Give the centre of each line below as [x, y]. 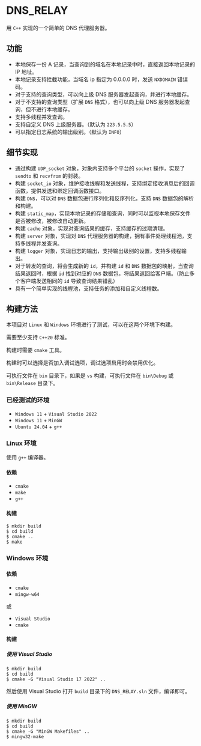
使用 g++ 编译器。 [28, 457]
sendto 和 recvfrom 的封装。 [49, 175]
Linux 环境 [22, 443]
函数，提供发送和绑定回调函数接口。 [60, 190]
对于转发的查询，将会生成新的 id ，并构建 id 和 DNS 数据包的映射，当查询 [104, 265]
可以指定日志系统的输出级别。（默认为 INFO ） [70, 132]
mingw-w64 [27, 594]
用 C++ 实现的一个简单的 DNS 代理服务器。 [58, 28]
